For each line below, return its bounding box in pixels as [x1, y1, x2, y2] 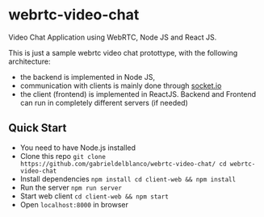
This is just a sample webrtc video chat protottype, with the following [8, 48, 238, 57]
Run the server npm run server [19, 182, 123, 192]
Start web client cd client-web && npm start [19, 191, 170, 201]
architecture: [8, 56, 51, 66]
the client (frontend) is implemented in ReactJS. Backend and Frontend [19, 89, 257, 98]
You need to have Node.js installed [19, 143, 136, 152]
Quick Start [8, 121, 67, 135]
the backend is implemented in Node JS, [19, 72, 156, 81]
